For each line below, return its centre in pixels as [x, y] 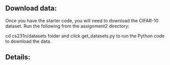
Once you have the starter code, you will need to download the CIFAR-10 [82, 20]
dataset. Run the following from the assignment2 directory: [67, 26]
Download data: [31, 8]
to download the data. [28, 41]
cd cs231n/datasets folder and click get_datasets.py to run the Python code [85, 36]
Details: [18, 57]
